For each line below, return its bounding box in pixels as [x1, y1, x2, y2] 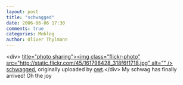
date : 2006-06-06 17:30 [6, 20, 66, 26]
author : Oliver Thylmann [6, 37, 68, 42]
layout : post [6, 8, 39, 15]
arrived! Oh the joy [6, 72, 52, 79]
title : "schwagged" [6, 14, 55, 20]
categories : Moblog [6, 31, 55, 37]
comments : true [6, 25, 44, 32]
